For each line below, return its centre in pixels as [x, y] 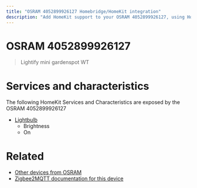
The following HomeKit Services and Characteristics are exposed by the [93, 102]
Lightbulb [26, 120]
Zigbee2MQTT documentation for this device [69, 179]
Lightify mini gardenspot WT [55, 62]
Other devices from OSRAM [48, 172]
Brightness [36, 126]
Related [25, 156]
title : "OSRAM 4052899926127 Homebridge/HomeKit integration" [84, 11]
